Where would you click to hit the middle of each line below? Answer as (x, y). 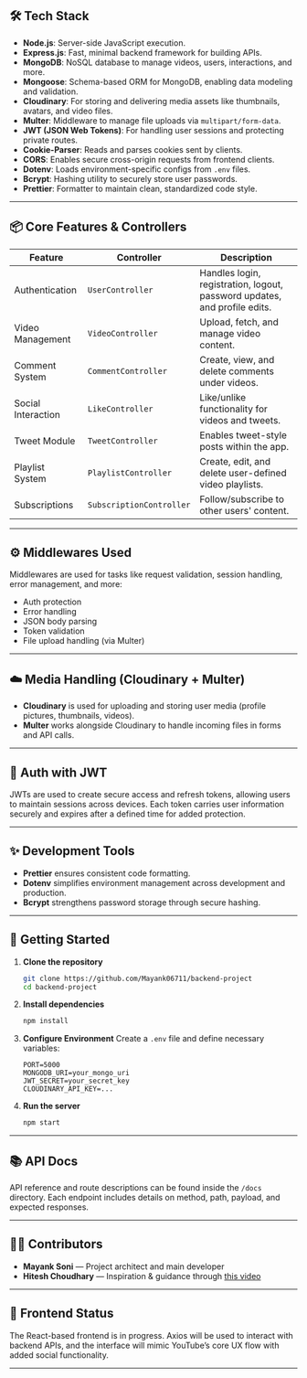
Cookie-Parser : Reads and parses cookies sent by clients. (132, 149)
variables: (41, 1048)
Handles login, (230, 272)
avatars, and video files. (68, 111)
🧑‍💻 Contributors (56, 1244)
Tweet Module (45, 441)
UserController (120, 290)
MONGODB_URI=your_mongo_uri (76, 1074)
